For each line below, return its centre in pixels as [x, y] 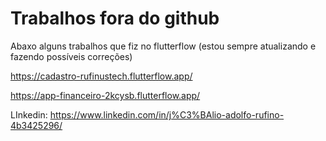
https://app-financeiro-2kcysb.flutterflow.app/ [105, 95]
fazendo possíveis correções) [71, 56]
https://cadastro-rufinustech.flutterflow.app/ [101, 76]
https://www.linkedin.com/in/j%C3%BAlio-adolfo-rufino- [167, 114]
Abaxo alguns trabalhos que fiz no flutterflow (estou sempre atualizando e [163, 46]
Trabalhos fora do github [115, 18]
